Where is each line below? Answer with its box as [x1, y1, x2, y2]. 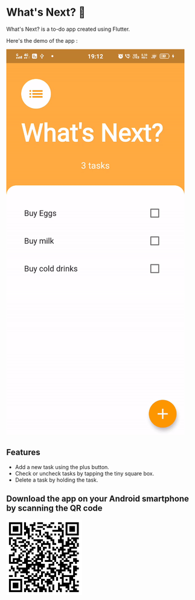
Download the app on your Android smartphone [6, 494, 189, 504]
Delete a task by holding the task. [14, 476, 98, 484]
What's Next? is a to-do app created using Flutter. [6, 25, 130, 33]
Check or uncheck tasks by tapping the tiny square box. [14, 470, 155, 477]
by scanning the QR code [6, 503, 103, 514]
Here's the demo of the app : [6, 37, 78, 44]
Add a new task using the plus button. [14, 463, 110, 470]
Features [6, 447, 40, 458]
